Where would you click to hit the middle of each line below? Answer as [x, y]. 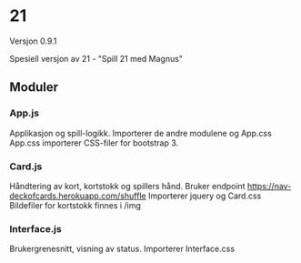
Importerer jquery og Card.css [205, 196]
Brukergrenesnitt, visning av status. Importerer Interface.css [122, 249]
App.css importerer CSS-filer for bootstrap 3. [94, 143]
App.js [24, 113]
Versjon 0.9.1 [33, 41]
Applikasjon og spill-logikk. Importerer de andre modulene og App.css [141, 133]
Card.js [26, 167]
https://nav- [269, 186]
